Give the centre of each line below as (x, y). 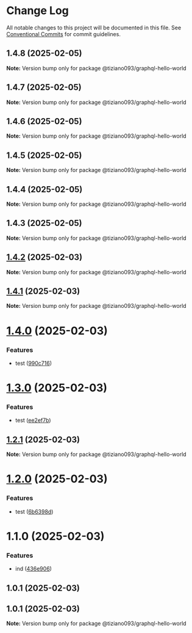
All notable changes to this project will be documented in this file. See (94, 28)
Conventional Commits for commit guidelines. (63, 34)
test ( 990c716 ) (34, 363)
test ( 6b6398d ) (34, 511)
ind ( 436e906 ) (33, 569)
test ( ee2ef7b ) (33, 421)
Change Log (37, 11)
